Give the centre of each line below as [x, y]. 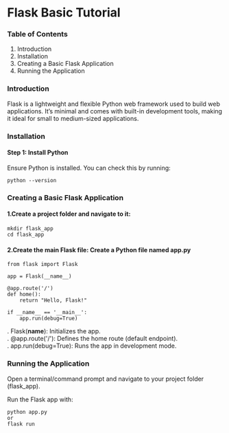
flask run [21, 424]
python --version [32, 180]
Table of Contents [38, 34]
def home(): [24, 295]
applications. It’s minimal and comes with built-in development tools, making [115, 111]
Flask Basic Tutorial [64, 13]
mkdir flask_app [30, 229]
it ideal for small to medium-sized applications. [73, 118]
